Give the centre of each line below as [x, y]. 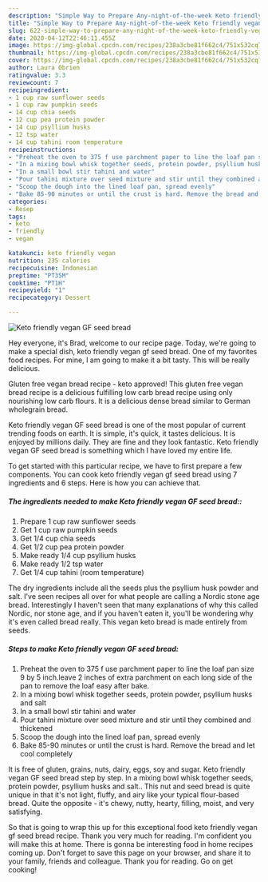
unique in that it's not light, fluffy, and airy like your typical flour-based [124, 794]
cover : [19, 61]
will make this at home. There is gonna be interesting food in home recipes [131, 844]
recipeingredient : [39, 90]
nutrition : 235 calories [49, 261]
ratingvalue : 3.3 [37, 75]
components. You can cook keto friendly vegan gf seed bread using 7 [123, 474]
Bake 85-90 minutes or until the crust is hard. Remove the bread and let [137, 745]
